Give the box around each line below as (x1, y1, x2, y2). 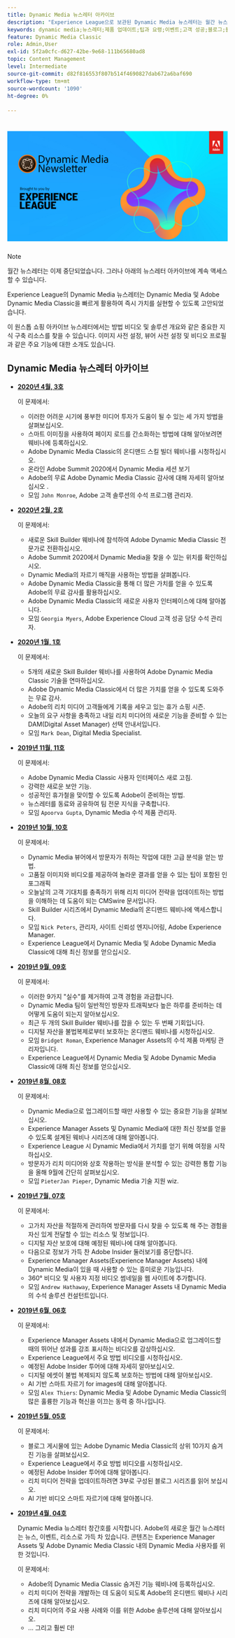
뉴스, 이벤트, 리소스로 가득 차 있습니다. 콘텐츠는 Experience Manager (24, 1532, 215, 1541)
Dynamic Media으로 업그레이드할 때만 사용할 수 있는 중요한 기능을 (27, 1106, 209, 1115)
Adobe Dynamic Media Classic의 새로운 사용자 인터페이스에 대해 (27, 597, 208, 605)
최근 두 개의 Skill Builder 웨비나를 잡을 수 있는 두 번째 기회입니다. (27, 1018, 205, 1027)
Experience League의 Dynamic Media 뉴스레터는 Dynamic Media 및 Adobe (7, 290, 220, 299)
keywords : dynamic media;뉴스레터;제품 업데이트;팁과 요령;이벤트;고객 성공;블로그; (7, 26, 226, 33)
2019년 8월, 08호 (17, 1077, 66, 1085)
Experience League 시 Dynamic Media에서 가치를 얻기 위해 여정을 (27, 1141, 213, 1150)
